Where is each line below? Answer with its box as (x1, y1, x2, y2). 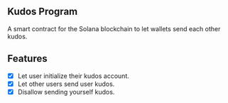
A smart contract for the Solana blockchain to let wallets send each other (7, 24, 221, 33)
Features (7, 53, 48, 65)
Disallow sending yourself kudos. (17, 87, 115, 96)
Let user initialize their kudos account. (17, 71, 129, 80)
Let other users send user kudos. (17, 80, 115, 88)
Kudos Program (7, 6, 78, 18)
